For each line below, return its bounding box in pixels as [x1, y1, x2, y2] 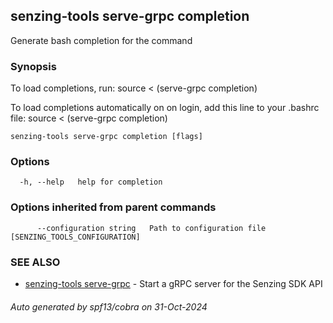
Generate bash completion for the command [10, 34, 193, 46]
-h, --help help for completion [19, 177, 163, 188]
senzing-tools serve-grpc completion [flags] [10, 132, 203, 142]
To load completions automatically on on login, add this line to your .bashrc [10, 102, 320, 114]
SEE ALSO [10, 255, 61, 269]
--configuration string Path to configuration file [36, 223, 267, 233]
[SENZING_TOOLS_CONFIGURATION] [10, 232, 141, 242]
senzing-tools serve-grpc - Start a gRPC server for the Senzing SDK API [24, 278, 323, 289]
